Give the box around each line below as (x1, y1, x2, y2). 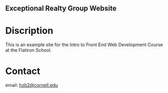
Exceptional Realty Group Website (5, 4, 117, 13)
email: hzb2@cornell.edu (5, 82, 58, 88)
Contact (5, 65, 40, 77)
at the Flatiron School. (5, 47, 52, 53)
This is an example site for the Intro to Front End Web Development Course (5, 42, 163, 48)
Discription (5, 25, 54, 36)
